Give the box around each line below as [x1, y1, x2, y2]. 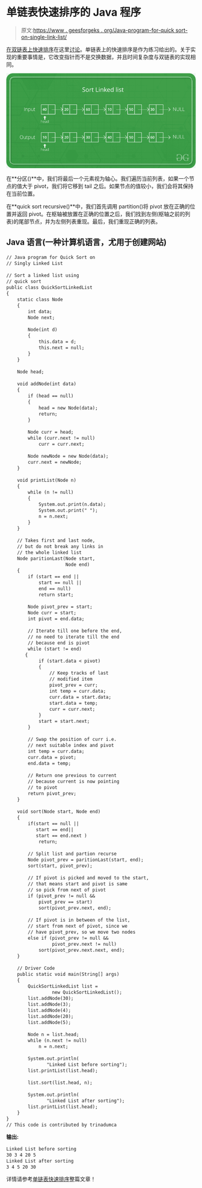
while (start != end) [28, 646, 82, 652]
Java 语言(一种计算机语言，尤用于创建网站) [6, 237, 167, 248]
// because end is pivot [28, 640, 90, 646]
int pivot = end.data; [28, 616, 85, 622]
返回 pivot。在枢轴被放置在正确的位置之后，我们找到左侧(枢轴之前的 [16, 210, 185, 217]
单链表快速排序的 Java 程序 [6, 5, 141, 19]
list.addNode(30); [28, 995, 74, 1001]
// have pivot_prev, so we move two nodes [28, 929, 136, 935]
